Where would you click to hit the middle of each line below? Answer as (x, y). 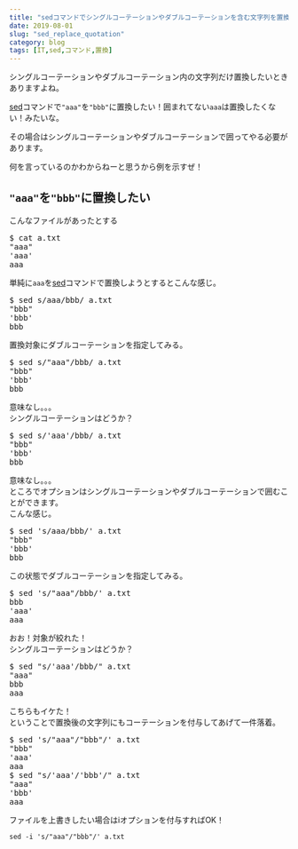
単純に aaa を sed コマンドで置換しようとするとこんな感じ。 (115, 282)
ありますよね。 (36, 88)
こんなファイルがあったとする (63, 220)
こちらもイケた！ (40, 710)
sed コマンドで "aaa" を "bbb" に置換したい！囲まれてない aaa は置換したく (139, 107)
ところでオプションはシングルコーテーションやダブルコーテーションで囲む (145, 491)
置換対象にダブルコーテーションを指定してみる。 (98, 345)
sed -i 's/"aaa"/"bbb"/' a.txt (67, 837)
